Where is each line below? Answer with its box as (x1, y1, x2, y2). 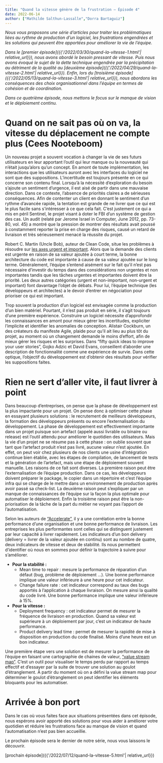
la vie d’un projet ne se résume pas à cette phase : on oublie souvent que (5, 439, 151, 445)
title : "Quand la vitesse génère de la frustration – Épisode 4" (5, 7, 140, 12)
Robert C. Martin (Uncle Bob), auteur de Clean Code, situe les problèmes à (5, 241, 154, 247)
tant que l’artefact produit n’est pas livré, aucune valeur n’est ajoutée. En (5, 444, 149, 450)
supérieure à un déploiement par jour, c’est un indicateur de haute (19, 618, 151, 624)
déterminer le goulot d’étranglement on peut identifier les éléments (5, 674, 139, 680)
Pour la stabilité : (12, 561, 47, 568)
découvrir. (5, 743, 26, 749)
